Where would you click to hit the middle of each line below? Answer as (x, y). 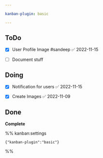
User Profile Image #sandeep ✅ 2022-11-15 (55, 50)
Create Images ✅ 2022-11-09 (41, 97)
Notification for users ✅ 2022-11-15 (47, 87)
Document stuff (28, 59)
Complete (15, 124)
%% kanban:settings (26, 133)
